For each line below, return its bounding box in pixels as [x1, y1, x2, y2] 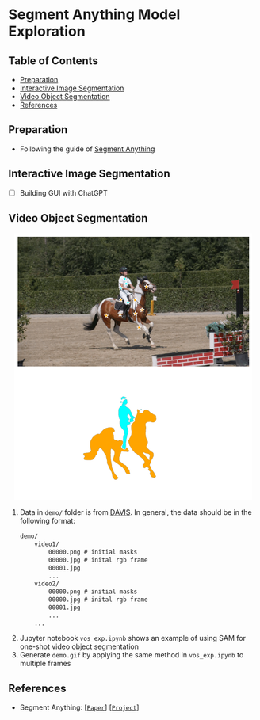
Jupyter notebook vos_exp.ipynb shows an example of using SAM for [19, 634, 246, 643]
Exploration [8, 22, 86, 40]
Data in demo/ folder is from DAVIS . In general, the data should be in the [19, 508, 252, 517]
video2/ [34, 580, 59, 588]
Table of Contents [8, 54, 99, 67]
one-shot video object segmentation [19, 642, 139, 651]
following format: [19, 516, 75, 526]
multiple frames [19, 659, 71, 669]
